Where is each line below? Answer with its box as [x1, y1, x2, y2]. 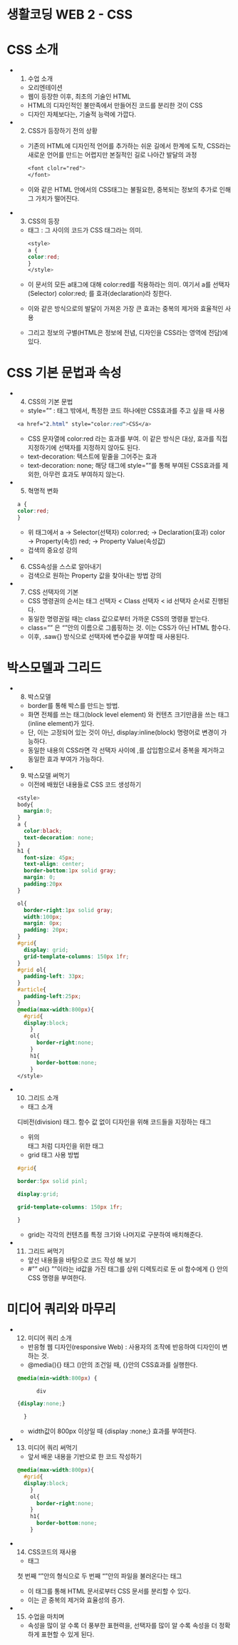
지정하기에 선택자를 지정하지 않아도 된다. [27, 444, 140, 452]
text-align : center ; [24, 861, 85, 868]
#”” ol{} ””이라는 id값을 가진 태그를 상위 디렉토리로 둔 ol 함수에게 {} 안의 [27, 1264, 229, 1273]
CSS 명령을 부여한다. [27, 1274, 86, 1282]
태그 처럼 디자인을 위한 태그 [27, 1142, 104, 1150]
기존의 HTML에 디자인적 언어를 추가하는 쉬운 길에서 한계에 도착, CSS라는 [27, 142, 232, 150]
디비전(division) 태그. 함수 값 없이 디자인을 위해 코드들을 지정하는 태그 [16, 1117, 212, 1127]
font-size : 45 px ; [24, 854, 76, 861]
